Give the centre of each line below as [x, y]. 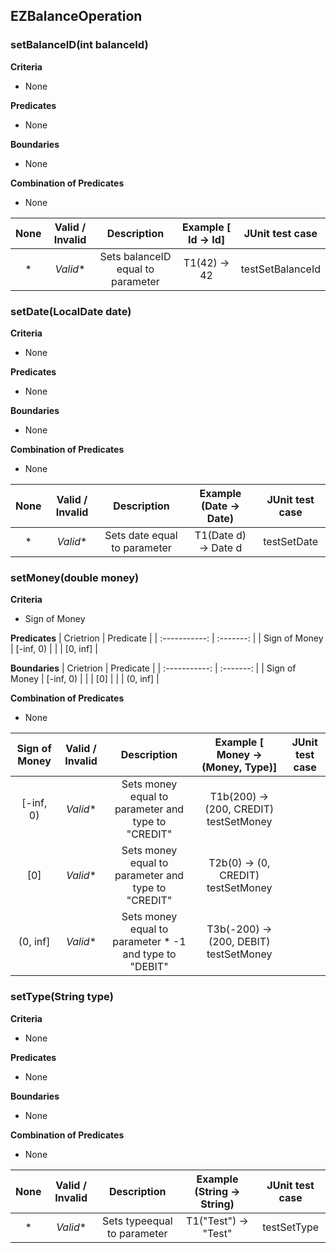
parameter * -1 [149, 942]
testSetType [291, 1227]
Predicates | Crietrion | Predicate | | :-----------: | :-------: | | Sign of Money [167, 638]
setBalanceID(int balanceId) [79, 45]
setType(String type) [62, 997]
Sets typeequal [137, 1221]
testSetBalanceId [280, 269]
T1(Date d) [220, 535]
